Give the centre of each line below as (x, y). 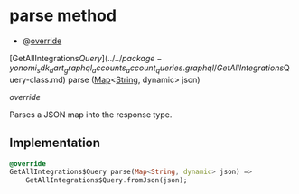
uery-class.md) (37, 79)
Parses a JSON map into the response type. (91, 115)
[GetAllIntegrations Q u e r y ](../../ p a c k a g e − (86, 58)
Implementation (55, 143)
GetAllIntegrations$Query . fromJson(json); (107, 180)
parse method (63, 16)
